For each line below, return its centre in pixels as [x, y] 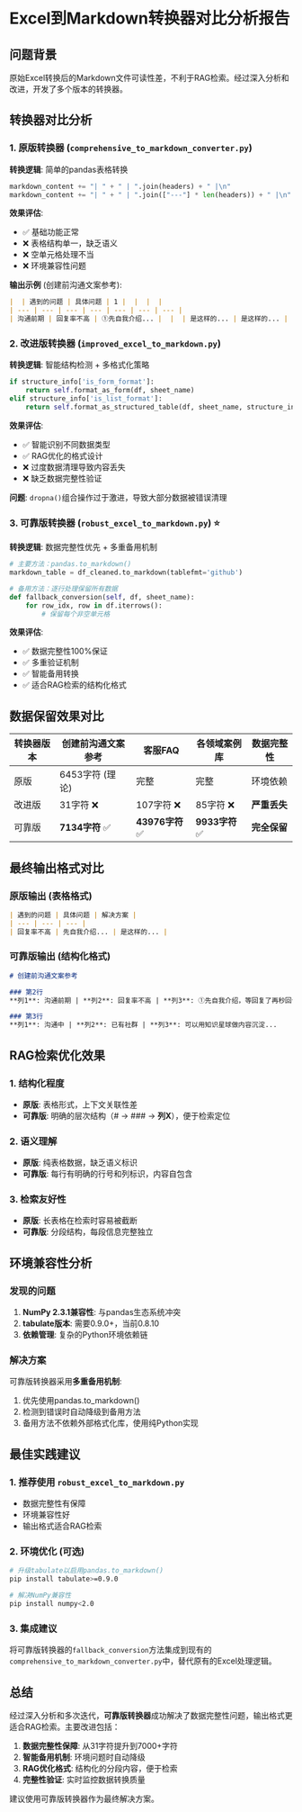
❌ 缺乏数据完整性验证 [62, 478]
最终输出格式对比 [57, 868]
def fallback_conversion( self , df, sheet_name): [102, 597]
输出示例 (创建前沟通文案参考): [66, 285]
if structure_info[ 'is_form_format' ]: [82, 382]
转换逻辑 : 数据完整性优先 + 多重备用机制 [84, 547]
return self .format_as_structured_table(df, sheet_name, [134, 407]
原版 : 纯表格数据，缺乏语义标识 [80, 1163]
